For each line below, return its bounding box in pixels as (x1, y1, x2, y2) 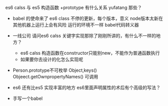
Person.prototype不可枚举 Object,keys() (12, 67, 97, 73)
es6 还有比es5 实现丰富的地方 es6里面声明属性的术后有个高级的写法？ (12, 84, 161, 91)
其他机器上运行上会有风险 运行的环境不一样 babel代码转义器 (12, 22, 139, 28)
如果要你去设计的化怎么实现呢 (20, 56, 83, 62)
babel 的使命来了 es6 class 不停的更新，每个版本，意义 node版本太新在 (12, 15, 163, 22)
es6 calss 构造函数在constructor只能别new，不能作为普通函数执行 (20, 50, 160, 56)
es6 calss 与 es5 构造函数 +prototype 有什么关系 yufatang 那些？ (5, 5, 142, 10)
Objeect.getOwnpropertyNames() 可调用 (12, 74, 99, 79)
